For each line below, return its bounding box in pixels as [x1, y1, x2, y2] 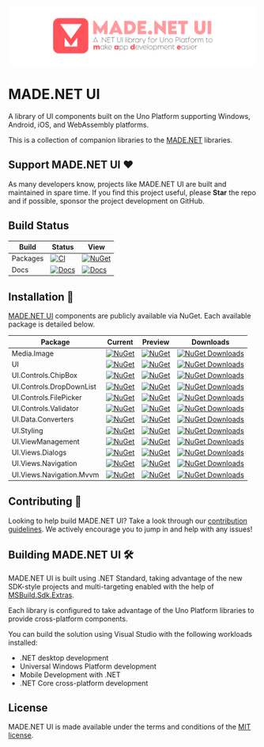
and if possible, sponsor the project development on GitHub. [8, 196, 206, 205]
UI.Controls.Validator [11, 404, 79, 413]
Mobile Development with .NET [19, 669, 121, 679]
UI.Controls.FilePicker [11, 392, 82, 402]
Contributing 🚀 [8, 495, 82, 509]
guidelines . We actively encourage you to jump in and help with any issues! [8, 524, 253, 534]
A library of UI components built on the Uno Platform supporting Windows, [8, 112, 251, 121]
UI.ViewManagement [11, 436, 81, 446]
